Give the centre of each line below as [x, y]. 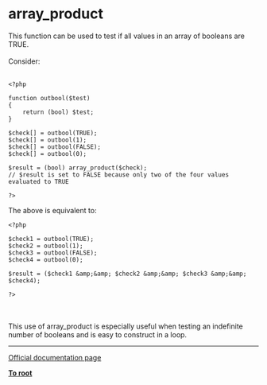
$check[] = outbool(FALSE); [55, 147]
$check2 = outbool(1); [46, 246]
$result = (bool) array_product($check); [78, 168]
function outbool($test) [49, 98]
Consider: [24, 61]
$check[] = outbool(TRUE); [53, 133]
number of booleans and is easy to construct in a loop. [98, 334]
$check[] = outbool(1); [48, 140]
